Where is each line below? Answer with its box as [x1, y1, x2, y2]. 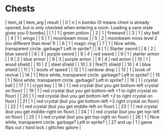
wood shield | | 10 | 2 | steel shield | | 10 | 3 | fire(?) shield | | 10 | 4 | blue [5, 61, 151, 67]
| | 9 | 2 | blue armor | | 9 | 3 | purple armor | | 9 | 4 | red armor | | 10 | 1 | [5, 56, 151, 62]
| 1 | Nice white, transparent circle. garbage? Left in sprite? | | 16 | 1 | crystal [5, 77, 158, 83]
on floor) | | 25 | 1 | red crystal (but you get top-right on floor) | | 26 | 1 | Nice [5, 114, 160, 120]
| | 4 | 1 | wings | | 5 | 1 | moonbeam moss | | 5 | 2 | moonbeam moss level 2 [5, 35, 158, 41]
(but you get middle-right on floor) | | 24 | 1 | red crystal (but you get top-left [5, 108, 160, 114]
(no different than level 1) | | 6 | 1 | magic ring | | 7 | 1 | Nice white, [5, 40, 137, 46]
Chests [5, 3, 35, 14]
